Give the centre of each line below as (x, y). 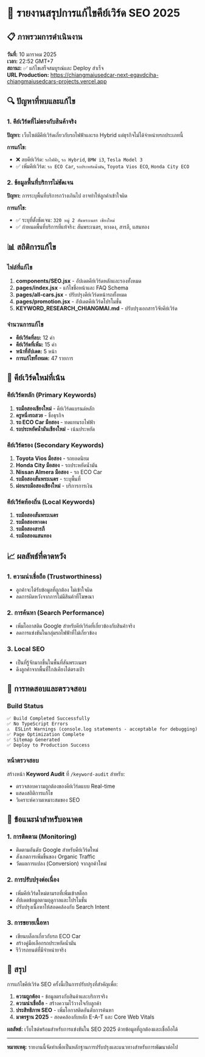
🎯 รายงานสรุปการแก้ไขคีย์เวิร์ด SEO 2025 (94, 13)
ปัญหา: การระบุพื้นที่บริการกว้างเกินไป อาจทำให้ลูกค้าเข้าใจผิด (67, 196)
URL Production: (28, 75)
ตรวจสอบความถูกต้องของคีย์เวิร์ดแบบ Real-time (65, 786)
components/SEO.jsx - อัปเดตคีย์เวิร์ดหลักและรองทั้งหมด (78, 281)
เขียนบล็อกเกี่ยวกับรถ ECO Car (48, 936)
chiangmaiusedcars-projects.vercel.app (57, 81)
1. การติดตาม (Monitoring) (42, 836)
